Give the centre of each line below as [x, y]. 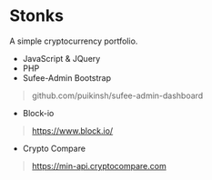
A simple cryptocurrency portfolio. [74, 41]
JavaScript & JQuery [61, 58]
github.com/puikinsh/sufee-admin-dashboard [117, 95]
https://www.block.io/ [72, 130]
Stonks [36, 16]
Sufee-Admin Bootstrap [67, 77]
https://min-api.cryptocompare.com [99, 165]
